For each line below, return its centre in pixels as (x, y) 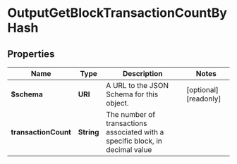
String (89, 132)
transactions (126, 123)
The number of (130, 114)
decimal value (129, 150)
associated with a (135, 132)
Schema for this (132, 94)
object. (117, 103)
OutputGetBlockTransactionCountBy (117, 13)
